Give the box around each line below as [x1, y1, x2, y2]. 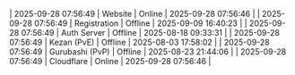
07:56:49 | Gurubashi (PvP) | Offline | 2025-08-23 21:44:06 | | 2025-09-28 [9, 46, 287, 57]
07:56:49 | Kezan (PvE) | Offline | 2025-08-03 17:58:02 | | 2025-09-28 [9, 37, 271, 47]
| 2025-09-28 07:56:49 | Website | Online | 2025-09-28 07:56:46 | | [9, 9, 260, 19]
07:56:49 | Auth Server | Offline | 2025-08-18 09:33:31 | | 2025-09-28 [21, 28, 281, 37]
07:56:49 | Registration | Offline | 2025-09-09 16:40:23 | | [34, 18, 248, 29]
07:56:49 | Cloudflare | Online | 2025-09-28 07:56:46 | [9, 56, 212, 66]
